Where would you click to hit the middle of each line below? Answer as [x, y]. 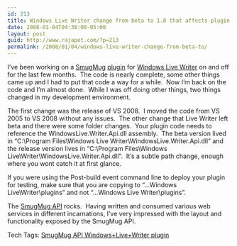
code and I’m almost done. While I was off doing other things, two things [114, 90]
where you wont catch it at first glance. [65, 163]
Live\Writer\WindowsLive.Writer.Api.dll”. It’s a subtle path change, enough [115, 156]
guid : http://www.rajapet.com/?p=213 [63, 40]
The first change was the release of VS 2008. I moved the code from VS [114, 111]
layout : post [27, 34]
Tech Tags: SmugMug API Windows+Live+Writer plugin [88, 235]
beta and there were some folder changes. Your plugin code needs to [110, 126]
